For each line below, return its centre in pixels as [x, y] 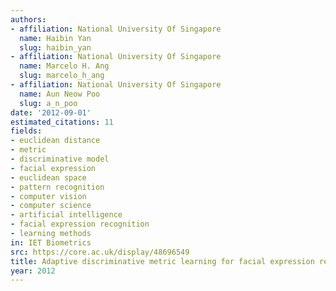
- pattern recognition [57, 187]
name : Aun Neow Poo [60, 94]
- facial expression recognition [80, 224]
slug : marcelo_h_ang [62, 76]
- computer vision [48, 196]
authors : [28, 19]
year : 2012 [33, 271]
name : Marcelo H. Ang [64, 66]
